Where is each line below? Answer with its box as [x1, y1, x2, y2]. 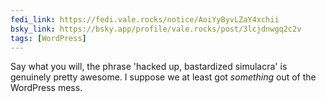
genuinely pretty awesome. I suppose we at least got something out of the [10, 71, 317, 83]
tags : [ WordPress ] [10, 33, 87, 43]
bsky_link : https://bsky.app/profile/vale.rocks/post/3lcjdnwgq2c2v [10, 24, 302, 34]
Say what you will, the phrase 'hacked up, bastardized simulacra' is [10, 61, 288, 73]
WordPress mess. [10, 82, 83, 94]
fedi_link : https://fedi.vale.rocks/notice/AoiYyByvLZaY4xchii [10, 14, 280, 25]
